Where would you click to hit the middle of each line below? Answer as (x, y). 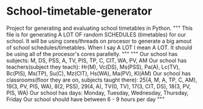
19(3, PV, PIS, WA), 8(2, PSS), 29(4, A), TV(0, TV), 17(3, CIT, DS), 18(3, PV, (99, 86)
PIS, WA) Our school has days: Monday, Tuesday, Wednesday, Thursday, (98, 93)
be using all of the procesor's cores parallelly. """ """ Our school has (92, 54)
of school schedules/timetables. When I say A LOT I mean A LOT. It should (99, 47)
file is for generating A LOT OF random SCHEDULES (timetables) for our (96, 34)
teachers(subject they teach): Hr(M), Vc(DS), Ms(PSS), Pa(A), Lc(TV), (93, 67)
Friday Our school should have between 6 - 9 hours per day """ (86, 99)
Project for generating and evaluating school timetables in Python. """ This (100, 28)
